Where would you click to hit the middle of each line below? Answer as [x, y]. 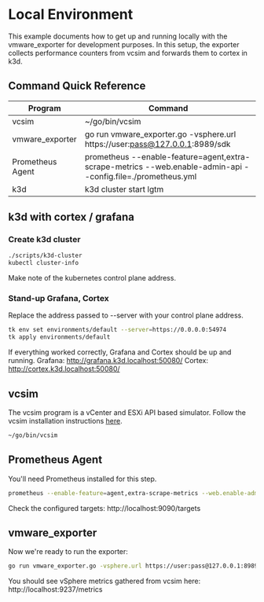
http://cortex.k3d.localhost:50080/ [64, 369]
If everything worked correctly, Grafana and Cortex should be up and [120, 352]
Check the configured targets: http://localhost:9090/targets [104, 508]
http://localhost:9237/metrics [56, 589]
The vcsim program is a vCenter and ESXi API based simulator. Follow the [127, 413]
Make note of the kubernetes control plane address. [92, 278]
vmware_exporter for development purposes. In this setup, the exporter [124, 44]
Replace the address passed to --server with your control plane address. [126, 315]
